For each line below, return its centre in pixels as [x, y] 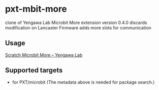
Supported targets [34, 70]
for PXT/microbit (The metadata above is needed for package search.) [83, 82]
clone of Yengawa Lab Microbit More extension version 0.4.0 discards [76, 22]
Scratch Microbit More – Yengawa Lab [44, 55]
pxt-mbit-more [36, 9]
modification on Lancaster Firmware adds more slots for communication [78, 27]
